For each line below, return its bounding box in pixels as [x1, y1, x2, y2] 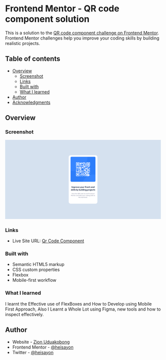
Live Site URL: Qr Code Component [12, 238, 84, 244]
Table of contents [5, 55, 60, 63]
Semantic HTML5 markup [12, 262, 65, 268]
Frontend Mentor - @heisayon [12, 344, 74, 350]
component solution [5, 13, 90, 25]
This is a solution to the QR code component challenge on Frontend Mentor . [5, 30, 159, 36]
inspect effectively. [5, 311, 44, 317]
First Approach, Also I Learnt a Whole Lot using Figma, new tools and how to [5, 306, 161, 312]
